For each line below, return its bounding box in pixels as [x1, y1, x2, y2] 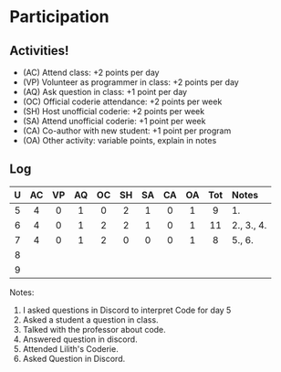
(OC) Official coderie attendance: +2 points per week [22, 96, 223, 107]
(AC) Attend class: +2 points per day [22, 67, 160, 78]
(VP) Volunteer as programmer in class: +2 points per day [22, 77, 239, 88]
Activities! [9, 43, 69, 58]
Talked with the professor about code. [22, 324, 166, 335]
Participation [9, 6, 109, 27]
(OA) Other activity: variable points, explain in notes [22, 135, 217, 145]
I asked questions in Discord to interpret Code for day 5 [22, 304, 232, 315]
